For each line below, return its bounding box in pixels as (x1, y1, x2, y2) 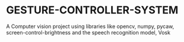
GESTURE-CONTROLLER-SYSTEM (6, 3, 179, 17)
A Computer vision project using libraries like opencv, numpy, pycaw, (6, 23, 175, 30)
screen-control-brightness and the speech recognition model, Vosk (6, 29, 170, 36)
